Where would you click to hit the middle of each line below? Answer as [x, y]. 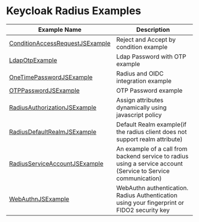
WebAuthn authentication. [152, 188]
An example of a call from [152, 149]
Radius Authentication [147, 195]
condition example [142, 47]
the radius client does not [152, 132]
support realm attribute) [150, 139]
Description [153, 30]
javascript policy [139, 115]
